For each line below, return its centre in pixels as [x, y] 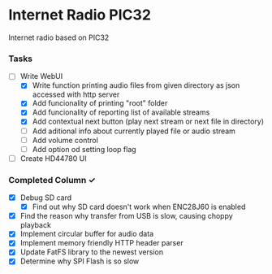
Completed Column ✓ [52, 180]
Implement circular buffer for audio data [87, 234]
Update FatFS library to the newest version [92, 252]
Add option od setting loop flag [84, 149]
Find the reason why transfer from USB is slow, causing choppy [126, 216]
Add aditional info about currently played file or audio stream [134, 131]
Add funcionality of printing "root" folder [100, 103]
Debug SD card [46, 198]
